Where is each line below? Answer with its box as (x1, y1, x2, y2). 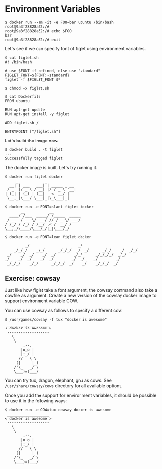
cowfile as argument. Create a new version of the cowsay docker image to (5, 292, 157, 298)
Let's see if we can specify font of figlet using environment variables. (5, 46, 146, 51)
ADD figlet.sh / (5, 120, 39, 125)
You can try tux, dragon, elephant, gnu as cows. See (5, 377, 112, 383)
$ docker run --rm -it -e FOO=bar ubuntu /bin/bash (5, 20, 114, 25)
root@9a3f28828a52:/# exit (5, 37, 61, 42)
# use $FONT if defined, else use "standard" (5, 68, 100, 73)
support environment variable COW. (5, 298, 78, 304)
